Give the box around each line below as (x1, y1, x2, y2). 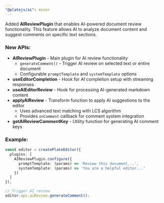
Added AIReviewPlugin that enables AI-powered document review (5, 21, 142, 27)
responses (12, 81, 34, 87)
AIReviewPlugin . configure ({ (14, 156, 72, 161)
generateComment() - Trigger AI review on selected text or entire (19, 60, 150, 66)
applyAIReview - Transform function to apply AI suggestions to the (12, 97, 150, 103)
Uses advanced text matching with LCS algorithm (19, 108, 121, 114)
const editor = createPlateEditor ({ (5, 147, 81, 152)
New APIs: (5, 44, 31, 51)
